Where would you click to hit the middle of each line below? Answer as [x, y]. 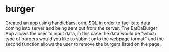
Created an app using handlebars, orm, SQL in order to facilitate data [78, 23]
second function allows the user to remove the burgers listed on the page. [83, 44]
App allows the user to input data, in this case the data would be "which [81, 33]
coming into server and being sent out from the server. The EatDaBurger [81, 28]
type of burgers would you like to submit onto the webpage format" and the [85, 39]
